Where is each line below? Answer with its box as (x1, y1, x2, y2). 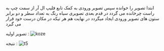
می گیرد (6, 21, 21, 27)
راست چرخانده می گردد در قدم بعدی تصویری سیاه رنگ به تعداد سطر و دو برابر (6, 10, 154, 16)
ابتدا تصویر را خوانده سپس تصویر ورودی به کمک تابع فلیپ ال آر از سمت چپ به (6, 5, 154, 11)
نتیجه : (6, 40, 18, 46)
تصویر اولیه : (6, 31, 29, 36)
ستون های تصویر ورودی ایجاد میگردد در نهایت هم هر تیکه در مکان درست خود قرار (6, 16, 159, 21)
